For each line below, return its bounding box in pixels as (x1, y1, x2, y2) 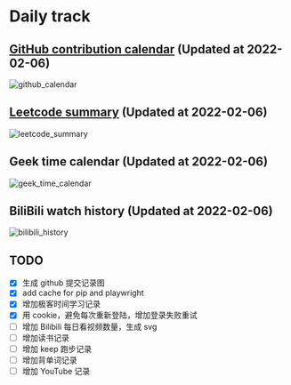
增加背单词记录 (21, 354, 77, 365)
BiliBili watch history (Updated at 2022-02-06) (9, 204, 273, 219)
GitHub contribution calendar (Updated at (9, 42, 245, 57)
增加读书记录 (21, 332, 69, 343)
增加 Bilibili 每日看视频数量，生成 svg (21, 321, 158, 332)
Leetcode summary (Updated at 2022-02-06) (9, 105, 268, 120)
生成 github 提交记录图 (21, 277, 105, 288)
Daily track (9, 6, 91, 27)
